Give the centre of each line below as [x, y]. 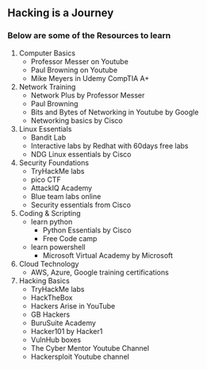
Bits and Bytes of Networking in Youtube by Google [115, 112]
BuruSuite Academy [63, 323]
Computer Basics [47, 53]
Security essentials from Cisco [81, 205]
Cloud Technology [49, 263]
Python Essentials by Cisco [87, 230]
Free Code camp [70, 238]
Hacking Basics [44, 280]
